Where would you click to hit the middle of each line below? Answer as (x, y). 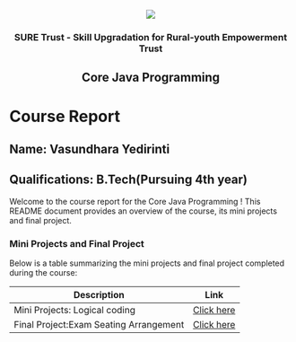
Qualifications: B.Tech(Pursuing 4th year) (129, 180)
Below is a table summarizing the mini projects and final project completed (147, 263)
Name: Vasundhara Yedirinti (90, 149)
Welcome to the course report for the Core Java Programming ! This (135, 201)
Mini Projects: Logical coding (75, 310)
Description (99, 295)
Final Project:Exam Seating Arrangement (99, 324)
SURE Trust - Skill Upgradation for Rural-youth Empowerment (151, 37)
